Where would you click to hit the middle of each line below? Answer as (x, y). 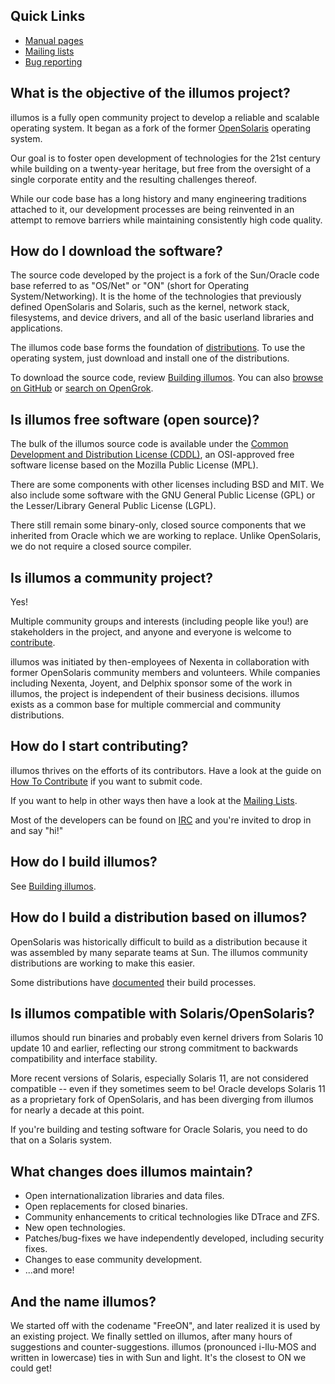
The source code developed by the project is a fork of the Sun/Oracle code (165, 275)
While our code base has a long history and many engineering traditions (158, 198)
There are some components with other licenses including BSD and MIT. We (167, 485)
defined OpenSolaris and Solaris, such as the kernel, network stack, (150, 307)
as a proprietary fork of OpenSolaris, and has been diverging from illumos (162, 1100)
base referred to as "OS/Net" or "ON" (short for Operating (130, 286)
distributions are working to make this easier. (102, 963)
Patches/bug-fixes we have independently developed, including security (174, 1238)
